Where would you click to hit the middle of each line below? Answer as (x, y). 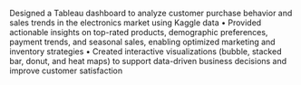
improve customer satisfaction (66, 71)
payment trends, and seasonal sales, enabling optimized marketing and (142, 42)
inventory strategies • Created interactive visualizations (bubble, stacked (146, 52)
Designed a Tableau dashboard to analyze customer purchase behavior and (151, 13)
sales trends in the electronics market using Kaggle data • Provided (136, 23)
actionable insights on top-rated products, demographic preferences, (139, 32)
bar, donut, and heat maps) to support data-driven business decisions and (148, 61)
